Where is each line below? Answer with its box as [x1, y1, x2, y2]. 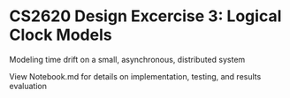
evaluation [9, 80, 47, 91]
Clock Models [9, 25, 112, 45]
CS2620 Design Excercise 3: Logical [9, 6, 282, 26]
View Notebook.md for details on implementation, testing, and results [9, 71, 262, 81]
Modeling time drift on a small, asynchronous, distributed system [9, 54, 246, 64]
